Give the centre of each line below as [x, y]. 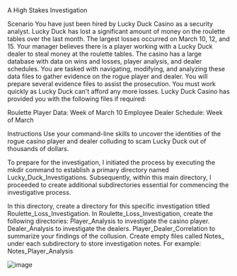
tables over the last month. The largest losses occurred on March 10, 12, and [118, 39]
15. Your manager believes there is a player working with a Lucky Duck [110, 46]
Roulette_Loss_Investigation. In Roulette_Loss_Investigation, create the [110, 214]
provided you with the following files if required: [77, 99]
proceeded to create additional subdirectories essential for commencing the [118, 185]
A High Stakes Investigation [47, 10]
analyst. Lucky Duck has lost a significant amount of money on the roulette [116, 31]
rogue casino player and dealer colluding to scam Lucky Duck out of [107, 141]
